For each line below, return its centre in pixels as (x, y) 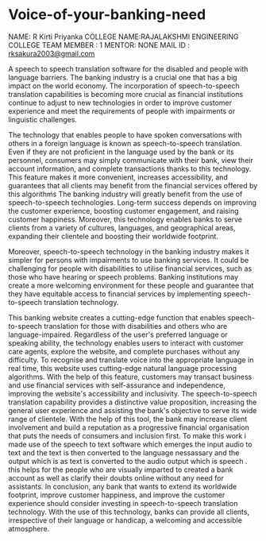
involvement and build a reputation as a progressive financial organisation (129, 427)
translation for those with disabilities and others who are (135, 326)
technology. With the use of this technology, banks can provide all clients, (129, 512)
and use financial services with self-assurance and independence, (117, 385)
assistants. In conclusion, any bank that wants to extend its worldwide (123, 486)
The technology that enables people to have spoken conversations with (125, 135)
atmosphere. (29, 528)
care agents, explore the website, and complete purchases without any (124, 351)
